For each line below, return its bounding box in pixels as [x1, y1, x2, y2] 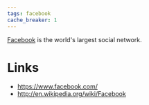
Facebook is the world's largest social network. [7, 35, 142, 44]
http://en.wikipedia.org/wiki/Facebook [17, 90, 126, 98]
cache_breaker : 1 [7, 17, 58, 23]
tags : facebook [7, 10, 51, 17]
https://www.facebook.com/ [17, 82, 98, 90]
